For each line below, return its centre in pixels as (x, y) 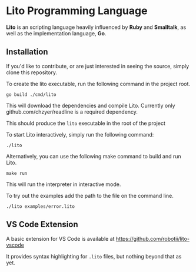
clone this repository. (32, 72)
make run (17, 173)
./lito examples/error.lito (41, 206)
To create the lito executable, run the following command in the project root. (98, 84)
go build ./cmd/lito (31, 94)
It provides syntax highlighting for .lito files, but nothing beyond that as (94, 256)
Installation (27, 52)
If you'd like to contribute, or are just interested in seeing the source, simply (98, 66)
